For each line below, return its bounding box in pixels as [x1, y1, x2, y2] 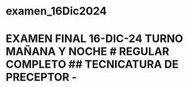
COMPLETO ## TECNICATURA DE [5, 57, 179, 71]
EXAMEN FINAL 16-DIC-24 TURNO [5, 32, 184, 46]
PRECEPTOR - [5, 71, 77, 84]
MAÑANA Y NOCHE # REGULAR [5, 45, 170, 59]
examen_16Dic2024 [5, 4, 107, 18]
